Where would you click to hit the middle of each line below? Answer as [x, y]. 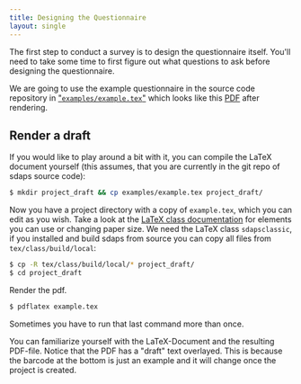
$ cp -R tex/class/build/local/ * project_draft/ [102, 265]
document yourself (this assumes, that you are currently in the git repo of [145, 166]
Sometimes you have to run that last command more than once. [127, 324]
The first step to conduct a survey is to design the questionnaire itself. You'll [150, 51]
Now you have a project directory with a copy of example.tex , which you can [151, 210]
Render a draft [50, 135]
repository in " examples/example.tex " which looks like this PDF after [134, 98]
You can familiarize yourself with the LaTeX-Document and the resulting [142, 341]
